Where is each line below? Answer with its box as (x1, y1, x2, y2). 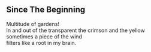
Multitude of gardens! (6, 20, 60, 27)
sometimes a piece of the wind (6, 32, 83, 40)
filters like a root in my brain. (6, 39, 77, 46)
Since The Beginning (6, 5, 86, 15)
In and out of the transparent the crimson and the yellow (6, 27, 145, 34)
